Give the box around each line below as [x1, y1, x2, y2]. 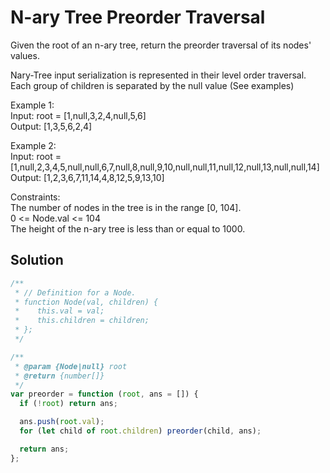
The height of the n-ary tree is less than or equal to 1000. [10, 222, 246, 235]
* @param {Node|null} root [14, 361, 128, 371]
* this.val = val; [14, 306, 105, 316]
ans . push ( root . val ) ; [19, 417, 105, 427]
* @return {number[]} [14, 371, 105, 381]
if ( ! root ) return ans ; [19, 399, 118, 409]
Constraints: [10, 191, 61, 203]
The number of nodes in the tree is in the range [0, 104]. [10, 201, 242, 213]
